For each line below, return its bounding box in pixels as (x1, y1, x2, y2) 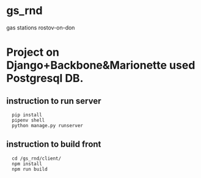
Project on (6, 45, 60, 59)
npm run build (12, 166, 48, 172)
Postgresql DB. (6, 72, 84, 86)
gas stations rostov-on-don (6, 24, 75, 31)
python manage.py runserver (12, 122, 84, 128)
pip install (12, 111, 43, 118)
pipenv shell (12, 117, 45, 123)
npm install (12, 160, 43, 167)
